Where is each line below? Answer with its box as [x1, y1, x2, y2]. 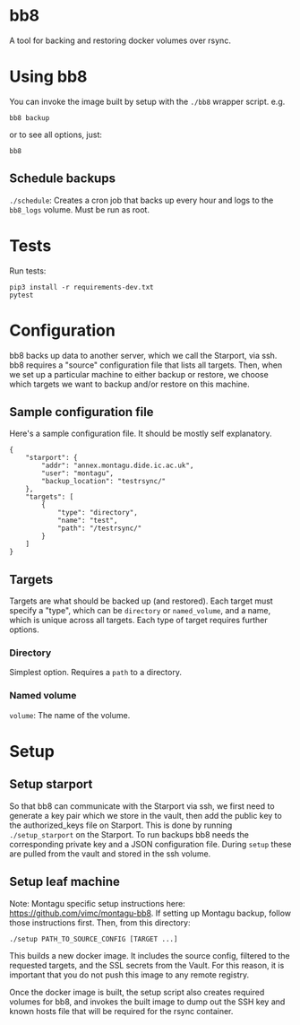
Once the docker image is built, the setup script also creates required [9, 986, 265, 997]
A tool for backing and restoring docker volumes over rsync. [9, 35, 231, 46]
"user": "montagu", [41, 469, 115, 478]
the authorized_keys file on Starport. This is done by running [9, 820, 233, 830]
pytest [9, 291, 34, 300]
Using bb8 [9, 66, 88, 87]
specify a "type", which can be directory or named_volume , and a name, [9, 605, 271, 616]
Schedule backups [9, 171, 116, 187]
